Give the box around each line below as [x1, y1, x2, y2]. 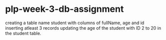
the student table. [5, 30, 41, 36]
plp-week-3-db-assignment [5, 3, 124, 15]
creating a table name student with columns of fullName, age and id [5, 20, 145, 26]
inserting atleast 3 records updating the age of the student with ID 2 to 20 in [5, 25, 161, 31]
